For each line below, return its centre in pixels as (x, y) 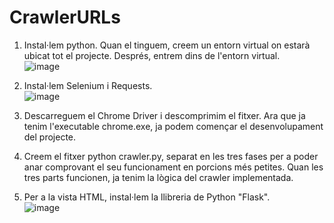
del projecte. (50, 137)
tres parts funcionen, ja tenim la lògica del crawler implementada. (158, 177)
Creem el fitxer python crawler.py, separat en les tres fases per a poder (171, 156)
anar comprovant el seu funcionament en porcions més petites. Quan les (173, 167)
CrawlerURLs (65, 17)
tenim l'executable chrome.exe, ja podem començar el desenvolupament (173, 126)
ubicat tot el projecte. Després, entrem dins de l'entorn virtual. (152, 55)
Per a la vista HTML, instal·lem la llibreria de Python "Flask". (147, 197)
